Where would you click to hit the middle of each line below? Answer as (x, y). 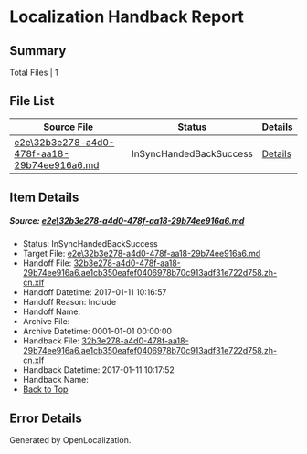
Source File (69, 127)
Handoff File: (47, 263)
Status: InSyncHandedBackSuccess (90, 244)
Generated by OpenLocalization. (70, 439)
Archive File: (46, 322)
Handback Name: (55, 380)
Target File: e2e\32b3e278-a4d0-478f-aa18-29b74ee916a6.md (142, 254)
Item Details (44, 198)
